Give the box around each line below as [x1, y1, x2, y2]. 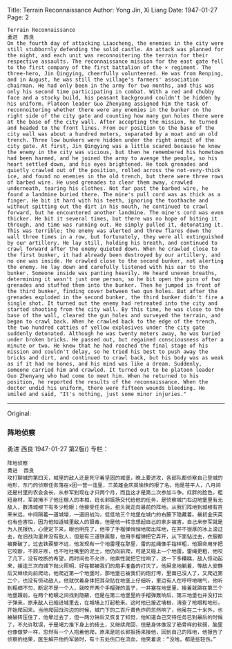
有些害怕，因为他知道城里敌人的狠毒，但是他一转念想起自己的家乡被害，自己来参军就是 [12, 518, 223, 526]
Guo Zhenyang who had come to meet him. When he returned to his [7, 373, 199, 379]
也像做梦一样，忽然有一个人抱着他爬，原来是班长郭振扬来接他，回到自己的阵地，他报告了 [7, 629, 223, 636]
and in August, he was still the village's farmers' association [7, 76, 199, 83]
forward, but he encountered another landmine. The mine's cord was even [7, 209, 224, 216]
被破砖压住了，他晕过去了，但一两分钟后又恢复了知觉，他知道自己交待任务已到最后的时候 [7, 614, 223, 621]
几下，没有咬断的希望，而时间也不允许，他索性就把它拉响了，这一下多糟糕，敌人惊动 [12, 556, 218, 563]
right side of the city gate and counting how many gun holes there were [7, 113, 224, 120]
